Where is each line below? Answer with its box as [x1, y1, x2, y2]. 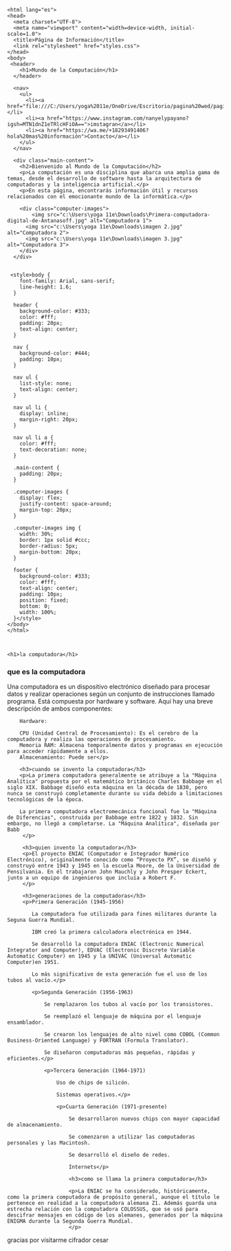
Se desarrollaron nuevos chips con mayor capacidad [68, 1115, 220, 1122]
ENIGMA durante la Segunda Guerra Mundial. [7, 1218, 134, 1225]
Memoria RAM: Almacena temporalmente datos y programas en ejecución [19, 742, 223, 749]
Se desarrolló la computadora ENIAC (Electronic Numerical [32, 940, 205, 948]
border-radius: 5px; [19, 543, 78, 549]
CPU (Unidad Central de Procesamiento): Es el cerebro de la [19, 730, 198, 737]
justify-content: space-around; [19, 501, 112, 507]
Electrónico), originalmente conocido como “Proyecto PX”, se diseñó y [7, 856, 217, 863]
